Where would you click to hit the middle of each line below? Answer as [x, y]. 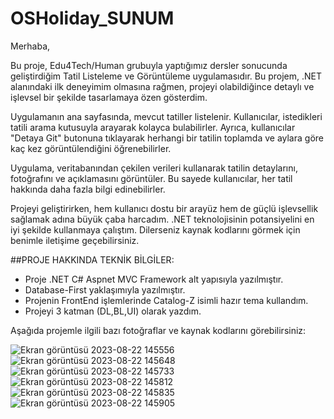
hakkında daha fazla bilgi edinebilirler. [88, 189]
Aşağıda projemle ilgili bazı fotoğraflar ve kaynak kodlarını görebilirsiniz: [158, 330]
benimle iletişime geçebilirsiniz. [75, 240]
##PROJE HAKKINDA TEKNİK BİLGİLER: [92, 259]
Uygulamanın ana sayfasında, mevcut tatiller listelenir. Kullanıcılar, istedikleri [166, 116]
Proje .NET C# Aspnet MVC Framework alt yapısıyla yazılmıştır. [154, 279]
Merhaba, [30, 46]
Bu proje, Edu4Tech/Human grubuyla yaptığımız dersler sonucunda [149, 65]
